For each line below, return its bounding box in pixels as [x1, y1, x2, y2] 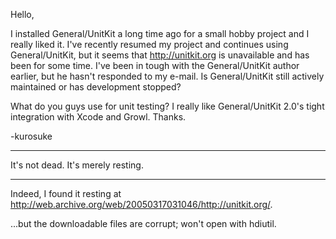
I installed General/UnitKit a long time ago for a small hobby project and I [10, 28, 310, 39]
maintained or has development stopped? [10, 81, 182, 93]
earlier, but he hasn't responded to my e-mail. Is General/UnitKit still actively [10, 70, 325, 82]
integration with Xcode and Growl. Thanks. [10, 111, 187, 123]
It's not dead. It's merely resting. [10, 159, 144, 171]
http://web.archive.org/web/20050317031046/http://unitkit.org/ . [10, 199, 273, 210]
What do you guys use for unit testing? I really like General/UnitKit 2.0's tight [10, 100, 325, 112]
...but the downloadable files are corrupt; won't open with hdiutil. [10, 218, 277, 229]
